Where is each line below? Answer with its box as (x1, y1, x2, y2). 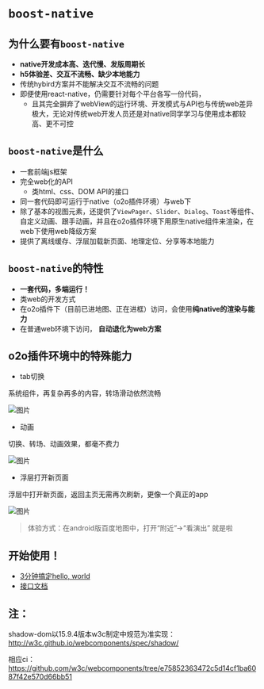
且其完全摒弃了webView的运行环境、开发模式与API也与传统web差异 (31, 99, 254, 109)
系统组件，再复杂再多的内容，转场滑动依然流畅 (8, 389, 161, 398)
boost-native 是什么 (8, 144, 104, 158)
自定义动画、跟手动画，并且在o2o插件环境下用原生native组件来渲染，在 (19, 216, 254, 226)
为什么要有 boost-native (8, 36, 124, 50)
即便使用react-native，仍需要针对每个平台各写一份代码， (19, 90, 206, 98)
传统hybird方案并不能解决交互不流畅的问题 (19, 79, 159, 89)
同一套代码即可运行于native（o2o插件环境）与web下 (19, 197, 192, 206)
